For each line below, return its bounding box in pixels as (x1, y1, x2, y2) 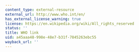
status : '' (5, 26, 28, 31)
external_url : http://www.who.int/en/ (5, 12, 85, 17)
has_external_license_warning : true (5, 16, 81, 21)
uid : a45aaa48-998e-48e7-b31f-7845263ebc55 (5, 35, 97, 40)
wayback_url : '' (5, 40, 39, 45)
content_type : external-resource (5, 7, 74, 12)
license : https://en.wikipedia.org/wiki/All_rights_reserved (5, 21, 135, 26)
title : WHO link (5, 30, 39, 35)
